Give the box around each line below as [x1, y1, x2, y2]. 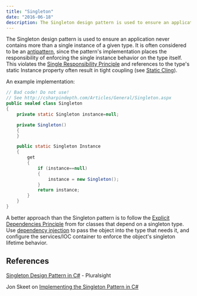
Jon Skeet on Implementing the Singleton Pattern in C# [6, 283, 139, 290]
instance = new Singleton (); [47, 176, 119, 182]
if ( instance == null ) [37, 165, 88, 171]
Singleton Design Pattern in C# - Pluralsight [6, 271, 111, 279]
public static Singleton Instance [16, 143, 101, 150]
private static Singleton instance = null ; [16, 111, 119, 117]
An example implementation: [6, 78, 75, 85]
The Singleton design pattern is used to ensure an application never [6, 36, 170, 43]
